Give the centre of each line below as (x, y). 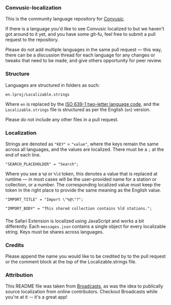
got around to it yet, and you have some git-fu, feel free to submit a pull (81, 34)
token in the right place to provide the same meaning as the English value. (83, 190)
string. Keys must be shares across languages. (55, 232)
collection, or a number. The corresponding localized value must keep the (83, 184)
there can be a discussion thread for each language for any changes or (80, 55)
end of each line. (23, 155)
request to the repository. (32, 40)
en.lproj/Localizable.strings (38, 94)
